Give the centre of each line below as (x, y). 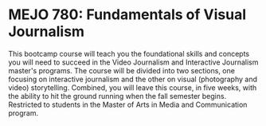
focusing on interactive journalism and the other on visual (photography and (133, 79)
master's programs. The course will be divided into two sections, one (121, 70)
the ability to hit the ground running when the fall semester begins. (117, 96)
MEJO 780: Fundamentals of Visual (127, 15)
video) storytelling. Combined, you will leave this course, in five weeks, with (133, 87)
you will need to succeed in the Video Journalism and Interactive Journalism (133, 62)
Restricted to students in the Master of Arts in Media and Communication (128, 104)
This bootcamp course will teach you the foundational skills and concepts (129, 53)
